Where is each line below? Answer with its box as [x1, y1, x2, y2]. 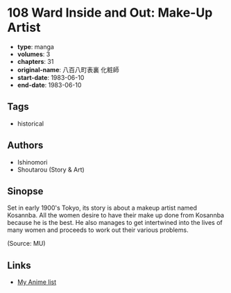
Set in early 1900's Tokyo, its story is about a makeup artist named [7, 203, 198, 212]
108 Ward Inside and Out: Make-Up [7, 5, 213, 21]
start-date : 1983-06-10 [17, 73, 85, 81]
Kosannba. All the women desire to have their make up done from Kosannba [7, 211, 224, 219]
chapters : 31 [17, 57, 54, 65]
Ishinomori [17, 158, 48, 166]
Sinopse [7, 185, 44, 197]
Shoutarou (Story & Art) [17, 165, 85, 174]
